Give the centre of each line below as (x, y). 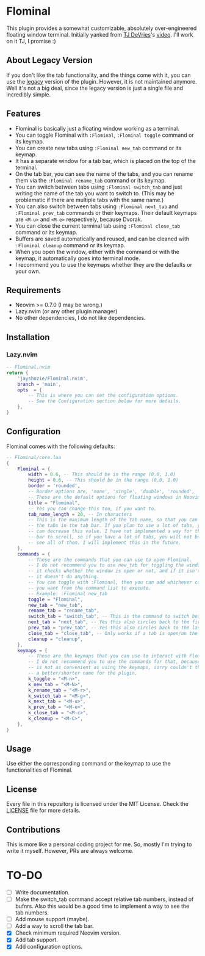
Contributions (33, 829)
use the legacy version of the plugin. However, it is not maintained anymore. (102, 81)
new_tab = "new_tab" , (56, 605)
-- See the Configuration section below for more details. (105, 401)
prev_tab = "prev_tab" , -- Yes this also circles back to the (109, 628)
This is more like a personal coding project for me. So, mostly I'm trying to (99, 844)
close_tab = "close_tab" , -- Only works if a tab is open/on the (113, 633)
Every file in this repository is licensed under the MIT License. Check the (98, 804)
